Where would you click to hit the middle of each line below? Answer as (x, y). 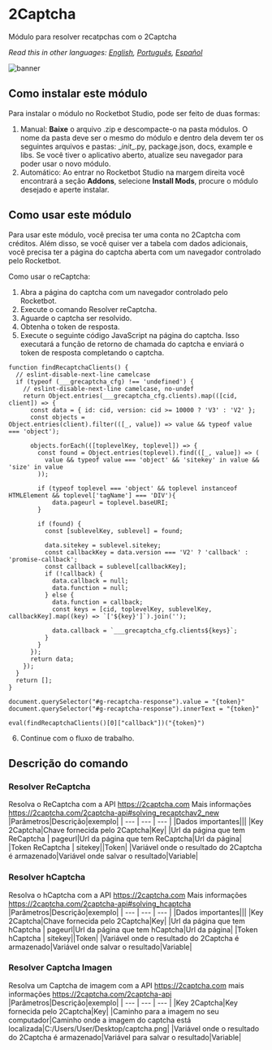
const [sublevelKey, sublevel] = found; (114, 531)
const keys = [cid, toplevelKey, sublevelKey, (132, 609)
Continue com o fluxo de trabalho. (77, 738)
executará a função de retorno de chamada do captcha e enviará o (132, 344)
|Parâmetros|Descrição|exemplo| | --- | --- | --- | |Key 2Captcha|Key (123, 1002)
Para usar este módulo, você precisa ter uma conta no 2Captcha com (125, 234)
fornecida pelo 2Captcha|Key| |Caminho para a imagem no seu (114, 1011)
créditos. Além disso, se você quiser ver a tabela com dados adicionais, (128, 243)
